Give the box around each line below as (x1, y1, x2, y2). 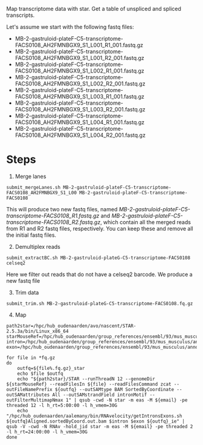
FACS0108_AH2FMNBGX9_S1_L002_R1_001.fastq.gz (14, 67, 145, 74)
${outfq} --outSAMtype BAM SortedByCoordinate (54, 386, 174, 392)
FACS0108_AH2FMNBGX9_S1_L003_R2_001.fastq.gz (14, 106, 146, 113)
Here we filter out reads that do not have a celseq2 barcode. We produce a (6, 271, 193, 278)
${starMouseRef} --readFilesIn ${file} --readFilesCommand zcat (6, 381, 172, 387)
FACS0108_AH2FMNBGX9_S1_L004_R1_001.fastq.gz (14, 119, 145, 126)
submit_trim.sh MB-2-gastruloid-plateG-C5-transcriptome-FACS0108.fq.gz (6, 300, 193, 306)
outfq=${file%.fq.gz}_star (17, 365, 85, 371)
